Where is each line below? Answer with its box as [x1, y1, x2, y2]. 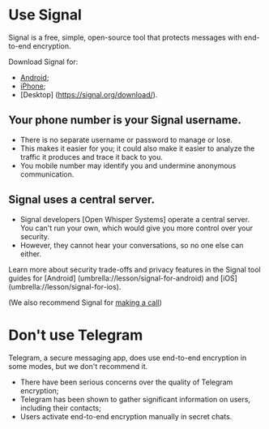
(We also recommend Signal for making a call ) [8, 298, 162, 307]
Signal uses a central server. [8, 193, 156, 207]
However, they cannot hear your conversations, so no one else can [19, 240, 244, 250]
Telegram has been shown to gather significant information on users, [19, 394, 251, 404]
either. [19, 249, 42, 259]
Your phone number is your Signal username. [8, 114, 241, 127]
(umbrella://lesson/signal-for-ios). [8, 281, 122, 291]
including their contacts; [19, 403, 101, 413]
